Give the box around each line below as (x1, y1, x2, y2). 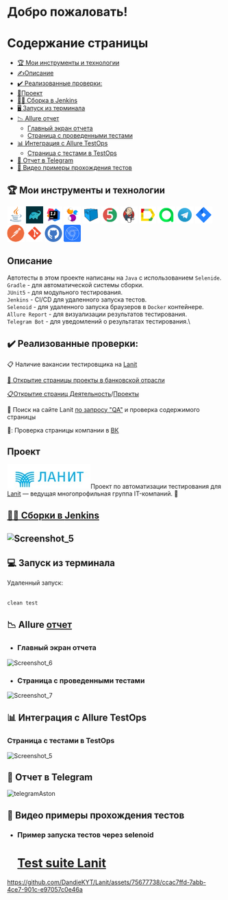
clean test (7, 599, 38, 607)
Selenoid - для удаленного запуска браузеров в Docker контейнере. (7, 302, 204, 311)
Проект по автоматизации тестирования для (90, 483, 221, 491)
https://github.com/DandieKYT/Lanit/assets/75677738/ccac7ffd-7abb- (7, 878, 207, 886)
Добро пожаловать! (7, 4, 128, 20)
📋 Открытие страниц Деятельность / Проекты (7, 389, 139, 398)
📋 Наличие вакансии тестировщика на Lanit (7, 360, 138, 368)
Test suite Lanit (16, 855, 106, 871)
